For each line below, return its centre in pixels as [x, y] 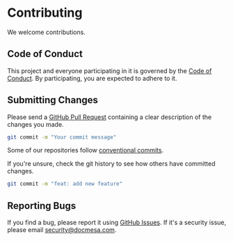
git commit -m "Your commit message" [62, 137]
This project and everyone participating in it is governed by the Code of [110, 70]
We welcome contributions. [46, 32]
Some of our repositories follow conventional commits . [86, 150]
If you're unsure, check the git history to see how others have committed [111, 164]
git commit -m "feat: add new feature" [65, 184]
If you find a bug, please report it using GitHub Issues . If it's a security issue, [117, 223]
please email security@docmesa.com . [62, 230]
